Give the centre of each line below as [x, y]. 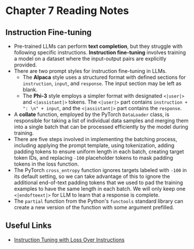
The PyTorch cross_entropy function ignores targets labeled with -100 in [100, 170]
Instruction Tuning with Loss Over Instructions [69, 240]
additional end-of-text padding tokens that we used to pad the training [98, 183]
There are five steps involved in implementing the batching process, [95, 139]
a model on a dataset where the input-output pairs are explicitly [90, 59]
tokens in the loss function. [46, 164]
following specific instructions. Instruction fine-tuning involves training [100, 52]
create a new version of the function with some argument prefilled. [94, 207]
